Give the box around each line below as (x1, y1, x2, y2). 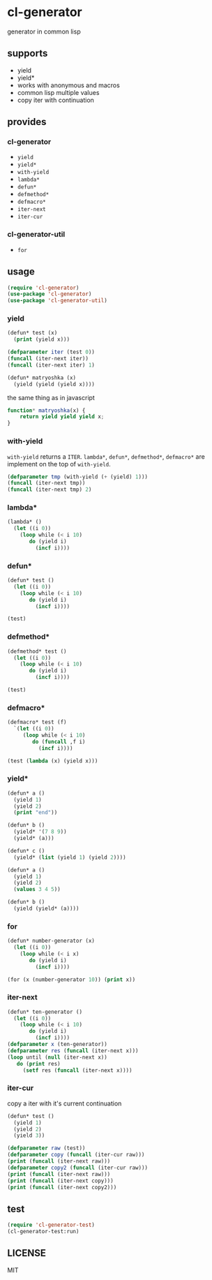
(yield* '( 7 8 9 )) (13, 828, 68, 835)
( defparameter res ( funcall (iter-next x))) (7, 1047, 139, 1054)
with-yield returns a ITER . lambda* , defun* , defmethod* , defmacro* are (7, 452, 206, 461)
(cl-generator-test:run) (7, 1228, 79, 1235)
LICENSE (7, 1247, 47, 1259)
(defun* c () (7, 847, 45, 854)
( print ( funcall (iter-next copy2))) (7, 1184, 117, 1191)
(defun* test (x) (7, 330, 58, 337)
